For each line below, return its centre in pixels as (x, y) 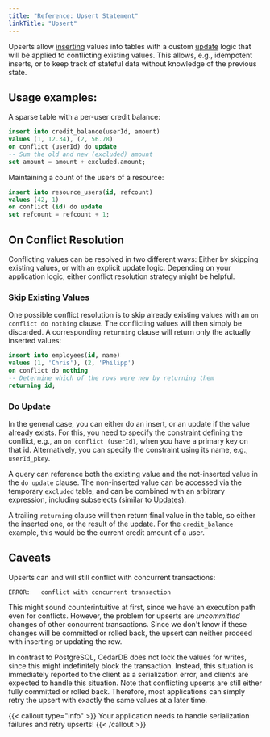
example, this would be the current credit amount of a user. (107, 532)
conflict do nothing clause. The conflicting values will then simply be (125, 323)
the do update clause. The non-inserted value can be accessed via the (125, 482)
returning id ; (32, 385)
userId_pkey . (29, 458)
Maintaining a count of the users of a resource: (86, 177)
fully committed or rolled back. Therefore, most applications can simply (127, 691)
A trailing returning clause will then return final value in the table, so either (132, 515)
